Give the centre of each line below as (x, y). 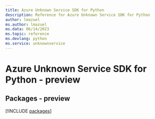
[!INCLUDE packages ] (28, 111)
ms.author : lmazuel (26, 24)
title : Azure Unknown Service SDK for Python (55, 10)
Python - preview (43, 80)
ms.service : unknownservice (35, 44)
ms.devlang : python (26, 39)
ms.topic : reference (27, 34)
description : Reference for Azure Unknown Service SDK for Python (78, 15)
